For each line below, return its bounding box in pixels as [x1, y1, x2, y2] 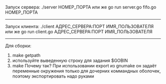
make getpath [12, 53, 41, 58]
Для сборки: [5, 43, 32, 49]
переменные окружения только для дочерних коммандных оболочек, [12, 68, 161, 74]
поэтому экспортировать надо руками [12, 73, 94, 79]
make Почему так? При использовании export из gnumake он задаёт [12, 63, 157, 68]
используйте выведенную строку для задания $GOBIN [12, 57, 128, 63]
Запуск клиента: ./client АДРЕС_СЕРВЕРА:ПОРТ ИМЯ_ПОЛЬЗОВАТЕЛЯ [5, 24, 154, 29]
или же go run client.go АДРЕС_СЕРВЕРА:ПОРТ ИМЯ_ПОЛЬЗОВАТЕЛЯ [5, 29, 153, 34]
